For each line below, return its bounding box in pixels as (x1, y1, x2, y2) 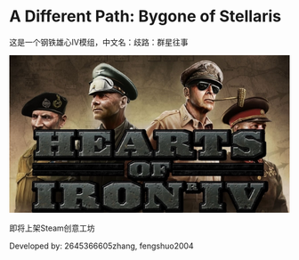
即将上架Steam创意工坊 (9, 223, 95, 233)
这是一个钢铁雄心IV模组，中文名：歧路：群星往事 (9, 37, 189, 47)
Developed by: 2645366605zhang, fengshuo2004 (9, 240, 194, 251)
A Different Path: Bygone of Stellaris (9, 6, 282, 27)
